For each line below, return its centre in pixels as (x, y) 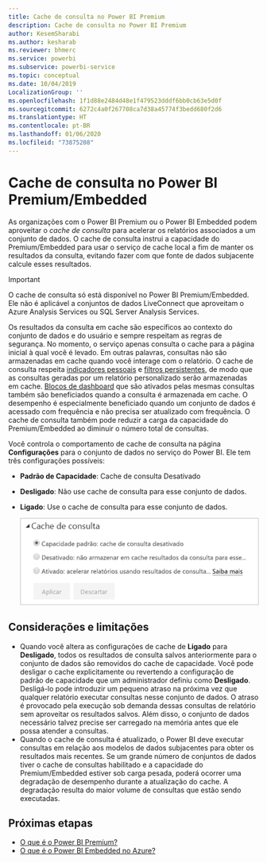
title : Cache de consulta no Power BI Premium (87, 17)
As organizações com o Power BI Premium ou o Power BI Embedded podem (133, 222)
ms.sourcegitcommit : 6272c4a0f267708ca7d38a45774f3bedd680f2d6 (115, 109)
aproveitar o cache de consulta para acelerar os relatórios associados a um (132, 230)
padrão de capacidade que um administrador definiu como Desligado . (135, 680)
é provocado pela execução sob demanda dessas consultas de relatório (137, 705)
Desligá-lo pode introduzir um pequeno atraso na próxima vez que (128, 688)
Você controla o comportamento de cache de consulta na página (114, 443)
